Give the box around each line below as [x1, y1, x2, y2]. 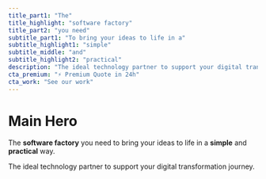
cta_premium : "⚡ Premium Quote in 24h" [8, 70, 140, 78]
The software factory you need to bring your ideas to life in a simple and [8, 138, 247, 147]
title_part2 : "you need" [8, 26, 90, 34]
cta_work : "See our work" [8, 78, 93, 86]
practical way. [8, 147, 55, 156]
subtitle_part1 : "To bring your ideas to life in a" [8, 33, 186, 42]
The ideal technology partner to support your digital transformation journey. [8, 162, 255, 171]
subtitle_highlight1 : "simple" [8, 41, 112, 49]
